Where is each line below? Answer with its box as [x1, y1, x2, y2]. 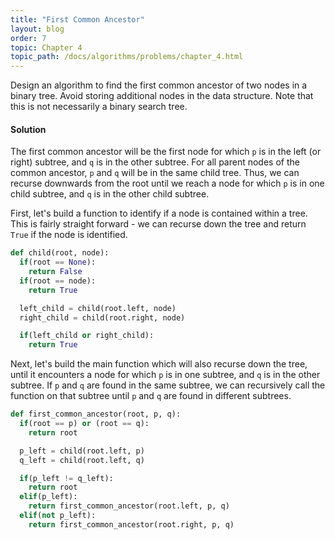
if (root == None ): [19, 257, 97, 268]
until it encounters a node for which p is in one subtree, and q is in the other [10, 369, 321, 381]
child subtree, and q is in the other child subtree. [10, 188, 210, 200]
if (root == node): [19, 276, 97, 286]
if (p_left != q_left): [19, 473, 114, 483]
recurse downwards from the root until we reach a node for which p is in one [10, 177, 325, 190]
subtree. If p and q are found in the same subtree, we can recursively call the [10, 379, 326, 391]
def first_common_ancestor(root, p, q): [10, 409, 182, 420]
